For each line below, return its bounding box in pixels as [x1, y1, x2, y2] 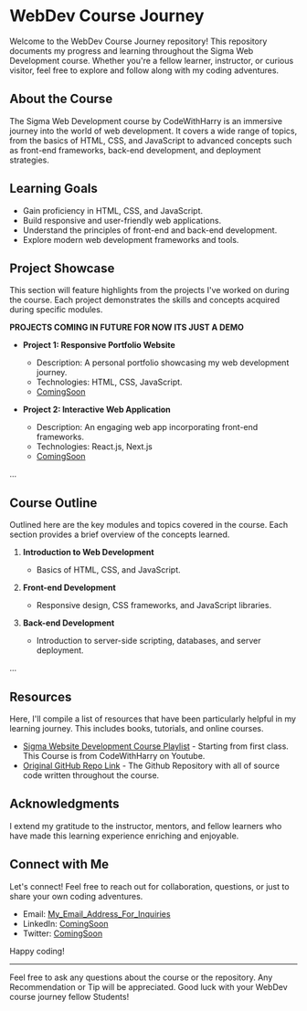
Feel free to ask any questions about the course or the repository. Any [9, 972, 273, 983]
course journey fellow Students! [9, 991, 130, 1002]
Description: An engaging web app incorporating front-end [36, 422, 259, 433]
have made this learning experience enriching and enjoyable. [9, 830, 239, 841]
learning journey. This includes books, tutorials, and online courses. [9, 723, 264, 733]
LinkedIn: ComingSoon [22, 918, 109, 929]
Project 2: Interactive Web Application [22, 404, 171, 416]
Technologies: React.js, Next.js [36, 441, 153, 452]
